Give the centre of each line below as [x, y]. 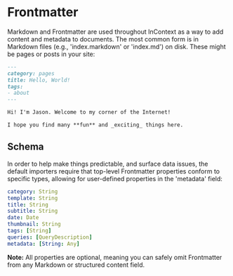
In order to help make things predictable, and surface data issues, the [108, 164]
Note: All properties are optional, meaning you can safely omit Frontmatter [115, 257]
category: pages [31, 73]
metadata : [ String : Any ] [44, 244]
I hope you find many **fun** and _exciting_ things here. [95, 125]
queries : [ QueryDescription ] [50, 237]
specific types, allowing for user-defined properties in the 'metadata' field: [115, 178]
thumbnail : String [34, 224]
